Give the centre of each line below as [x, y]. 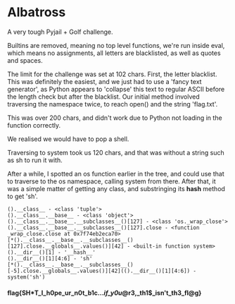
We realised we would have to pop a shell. [68, 139]
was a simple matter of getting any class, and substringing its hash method [116, 188]
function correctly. [34, 125]
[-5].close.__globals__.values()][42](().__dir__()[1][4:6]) [99, 271]
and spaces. [25, 60]
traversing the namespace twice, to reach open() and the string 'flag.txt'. [113, 104]
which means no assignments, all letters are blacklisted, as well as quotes [114, 53]
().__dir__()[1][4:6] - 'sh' [50, 258]
